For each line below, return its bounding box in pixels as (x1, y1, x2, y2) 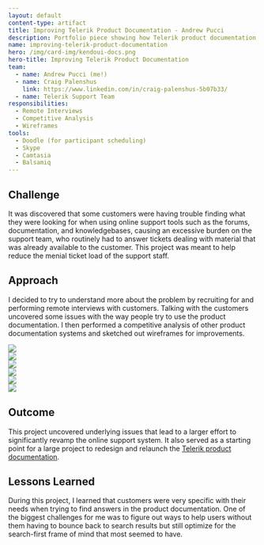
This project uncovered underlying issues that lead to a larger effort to (8, 426, 237, 436)
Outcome (8, 406, 55, 419)
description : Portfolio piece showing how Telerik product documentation (8, 33, 257, 42)
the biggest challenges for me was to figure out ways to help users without (8, 513, 252, 522)
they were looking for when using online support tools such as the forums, (8, 217, 251, 226)
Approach (8, 274, 58, 287)
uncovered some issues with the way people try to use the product (8, 312, 226, 321)
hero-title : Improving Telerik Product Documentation (8, 56, 190, 64)
